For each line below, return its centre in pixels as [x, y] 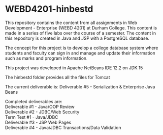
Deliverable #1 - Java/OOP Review [40, 107]
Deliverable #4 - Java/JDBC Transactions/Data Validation [63, 127]
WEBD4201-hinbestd [49, 9]
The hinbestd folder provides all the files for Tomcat [58, 77]
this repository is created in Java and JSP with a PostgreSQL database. [77, 38]
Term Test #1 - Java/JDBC [32, 117]
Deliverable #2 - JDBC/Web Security [42, 112]
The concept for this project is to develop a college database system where [82, 48]
